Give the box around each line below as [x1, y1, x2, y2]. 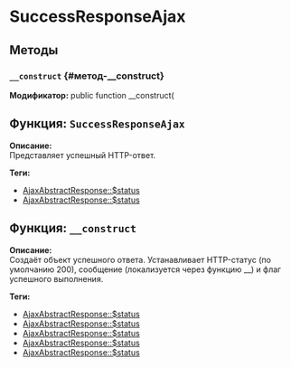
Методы [9, 42, 59, 58]
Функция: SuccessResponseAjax [9, 116, 185, 132]
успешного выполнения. [9, 273, 104, 284]
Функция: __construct [9, 221, 137, 236]
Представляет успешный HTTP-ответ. [9, 149, 156, 160]
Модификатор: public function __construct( [9, 89, 174, 100]
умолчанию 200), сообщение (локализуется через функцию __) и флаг [9, 264, 282, 275]
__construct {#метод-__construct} [9, 70, 164, 82]
